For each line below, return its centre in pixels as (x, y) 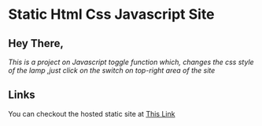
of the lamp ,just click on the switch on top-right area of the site (112, 70)
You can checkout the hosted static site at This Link (92, 113)
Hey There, (36, 43)
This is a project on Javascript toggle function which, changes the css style (131, 62)
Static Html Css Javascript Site (111, 14)
